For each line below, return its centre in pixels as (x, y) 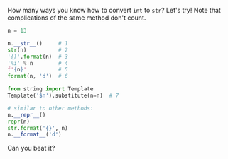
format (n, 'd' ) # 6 (38, 76)
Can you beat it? (31, 148)
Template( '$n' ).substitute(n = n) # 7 (63, 95)
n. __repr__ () (27, 115)
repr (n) (19, 122)
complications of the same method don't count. (77, 18)
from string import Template (50, 89)
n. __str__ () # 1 (38, 43)
